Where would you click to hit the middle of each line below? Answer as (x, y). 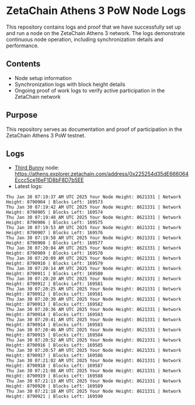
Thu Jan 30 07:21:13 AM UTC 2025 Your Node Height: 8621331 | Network (94, 381)
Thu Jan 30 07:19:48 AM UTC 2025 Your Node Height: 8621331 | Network (94, 217)
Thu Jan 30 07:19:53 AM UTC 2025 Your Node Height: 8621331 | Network (94, 228)
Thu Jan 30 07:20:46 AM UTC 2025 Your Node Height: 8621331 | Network (94, 330)
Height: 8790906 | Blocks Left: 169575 (55, 223)
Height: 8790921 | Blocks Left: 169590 (55, 397)
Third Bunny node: (37, 168)
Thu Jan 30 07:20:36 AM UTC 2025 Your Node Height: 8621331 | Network (94, 310)
